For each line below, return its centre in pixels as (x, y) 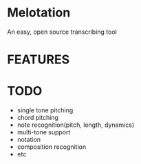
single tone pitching (45, 110)
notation (29, 140)
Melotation (39, 13)
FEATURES (39, 60)
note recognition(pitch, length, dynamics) (76, 125)
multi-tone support (44, 132)
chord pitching (37, 118)
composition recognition (52, 147)
